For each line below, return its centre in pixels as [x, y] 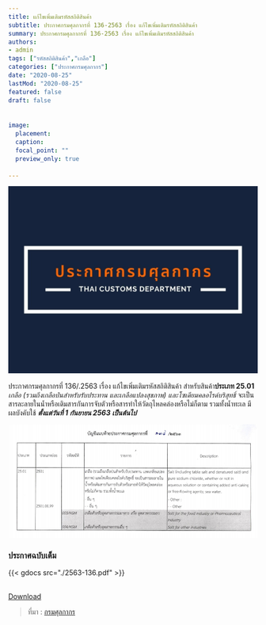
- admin [21, 50]
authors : [23, 42]
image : [19, 126]
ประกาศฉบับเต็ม [32, 555]
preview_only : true [47, 158]
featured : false [35, 92]
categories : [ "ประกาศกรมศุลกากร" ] [58, 67]
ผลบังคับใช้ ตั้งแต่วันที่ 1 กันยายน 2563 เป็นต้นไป [72, 413]
